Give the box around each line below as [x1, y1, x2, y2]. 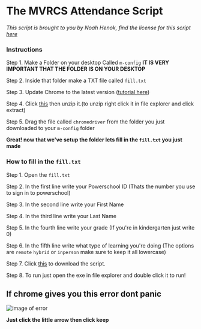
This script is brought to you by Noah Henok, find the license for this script [6, 24, 191, 31]
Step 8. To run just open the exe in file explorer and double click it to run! [6, 271, 186, 279]
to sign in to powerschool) [6, 189, 71, 196]
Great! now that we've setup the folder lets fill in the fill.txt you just [6, 136, 183, 143]
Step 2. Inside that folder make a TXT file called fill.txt [6, 77, 147, 84]
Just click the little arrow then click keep [6, 316, 109, 324]
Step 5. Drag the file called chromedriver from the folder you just [6, 118, 165, 125]
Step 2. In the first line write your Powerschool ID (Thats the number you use [6, 183, 196, 190]
